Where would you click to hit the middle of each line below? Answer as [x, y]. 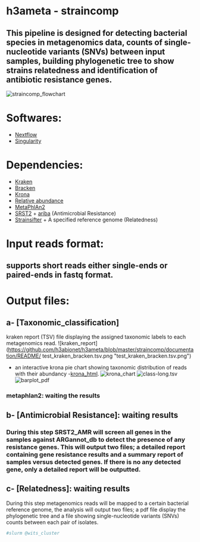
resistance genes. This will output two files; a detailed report [96, 447]
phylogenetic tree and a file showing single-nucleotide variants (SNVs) [93, 516]
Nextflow [26, 134]
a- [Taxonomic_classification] [63, 323]
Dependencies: [45, 165]
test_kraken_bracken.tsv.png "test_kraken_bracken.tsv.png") [117, 356]
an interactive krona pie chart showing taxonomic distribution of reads [101, 368]
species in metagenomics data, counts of [84, 42]
